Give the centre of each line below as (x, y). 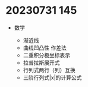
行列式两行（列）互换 (49, 70)
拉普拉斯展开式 (41, 63)
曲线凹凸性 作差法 (45, 48)
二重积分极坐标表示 (47, 55)
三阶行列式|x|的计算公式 (52, 77)
